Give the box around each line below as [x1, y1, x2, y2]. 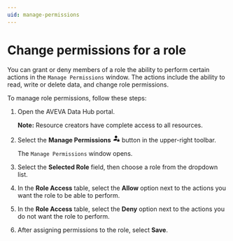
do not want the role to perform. [17, 212, 110, 220]
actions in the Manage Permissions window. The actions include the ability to [7, 73, 225, 81]
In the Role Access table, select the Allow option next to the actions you [17, 184, 226, 192]
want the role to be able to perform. [17, 191, 120, 199]
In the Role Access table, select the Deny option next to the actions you [17, 205, 225, 213]
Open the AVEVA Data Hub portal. [17, 107, 115, 115]
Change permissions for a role [7, 42, 187, 58]
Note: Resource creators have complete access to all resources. [17, 121, 203, 129]
